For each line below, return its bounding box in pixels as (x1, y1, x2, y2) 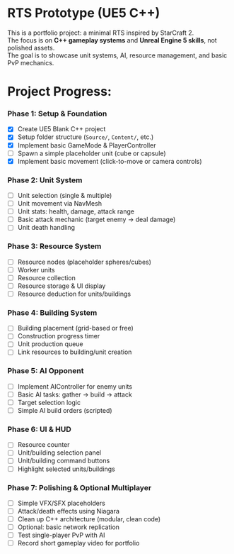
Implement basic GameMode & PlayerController (17, 140, 156, 150)
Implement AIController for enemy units (17, 382, 133, 391)
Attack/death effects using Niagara (17, 506, 120, 515)
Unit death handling (17, 223, 76, 232)
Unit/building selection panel (17, 448, 101, 457)
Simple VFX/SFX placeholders (17, 499, 106, 507)
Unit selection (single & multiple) (17, 192, 112, 200)
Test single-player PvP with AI (17, 531, 105, 540)
